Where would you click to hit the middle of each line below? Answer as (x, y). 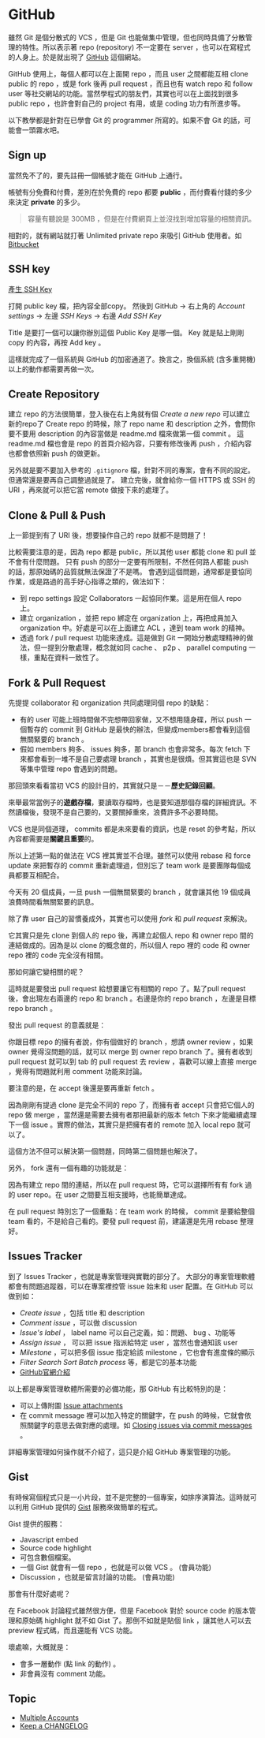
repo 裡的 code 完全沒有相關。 (58, 955)
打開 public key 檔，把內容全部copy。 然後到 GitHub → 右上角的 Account (127, 306)
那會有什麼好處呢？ (39, 1594)
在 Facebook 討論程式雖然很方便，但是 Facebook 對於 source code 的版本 (129, 1610)
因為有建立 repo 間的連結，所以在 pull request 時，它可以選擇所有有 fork (125, 1185)
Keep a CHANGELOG (54, 1726)
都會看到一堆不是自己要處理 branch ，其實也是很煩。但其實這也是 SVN (142, 759)
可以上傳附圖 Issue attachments (71, 1405)
